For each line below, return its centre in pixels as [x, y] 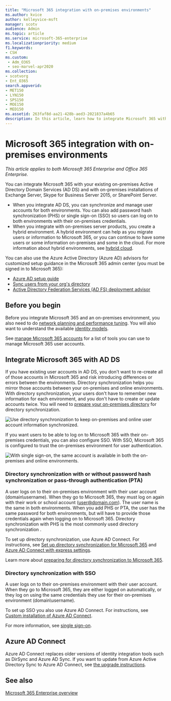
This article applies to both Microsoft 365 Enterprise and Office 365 [76, 169]
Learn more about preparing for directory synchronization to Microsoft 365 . [84, 560]
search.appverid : [24, 85]
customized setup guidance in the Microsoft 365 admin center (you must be [85, 263]
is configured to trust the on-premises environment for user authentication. [84, 446]
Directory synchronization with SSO [51, 573]
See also [19, 680]
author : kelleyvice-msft [32, 19]
